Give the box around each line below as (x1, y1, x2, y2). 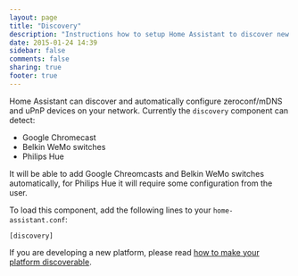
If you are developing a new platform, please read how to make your (9, 247, 261, 257)
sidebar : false (9, 46, 66, 55)
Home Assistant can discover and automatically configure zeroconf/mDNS (9, 96, 283, 106)
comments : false (9, 54, 70, 63)
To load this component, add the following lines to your (9, 205, 211, 215)
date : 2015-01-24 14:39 (9, 38, 98, 47)
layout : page (9, 13, 58, 22)
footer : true (9, 71, 58, 80)
